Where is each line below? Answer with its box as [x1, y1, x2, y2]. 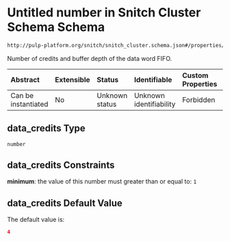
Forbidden [182, 94, 216, 104]
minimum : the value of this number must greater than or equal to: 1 [7, 177, 197, 186]
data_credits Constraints [7, 160, 115, 171]
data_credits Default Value [7, 197, 123, 209]
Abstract [10, 75, 40, 84]
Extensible [54, 75, 90, 84]
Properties [182, 79, 218, 88]
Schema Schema [7, 19, 105, 35]
